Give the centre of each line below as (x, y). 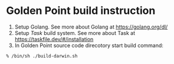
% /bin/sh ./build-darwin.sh (42, 56)
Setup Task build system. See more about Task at (75, 33)
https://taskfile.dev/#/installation (54, 39)
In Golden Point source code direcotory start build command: (89, 45)
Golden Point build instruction (81, 11)
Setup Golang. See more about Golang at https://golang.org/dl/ (91, 27)
